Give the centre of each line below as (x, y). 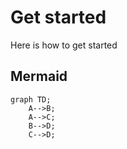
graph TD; (31, 99)
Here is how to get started (64, 45)
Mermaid (39, 76)
